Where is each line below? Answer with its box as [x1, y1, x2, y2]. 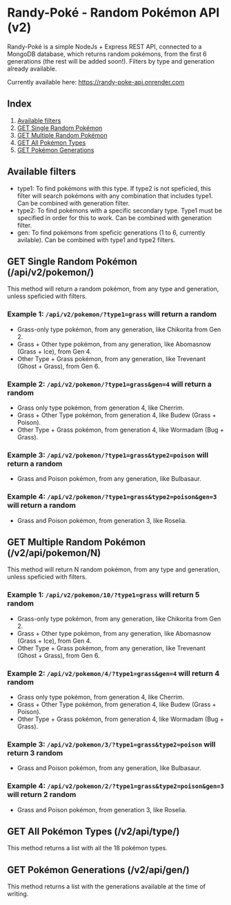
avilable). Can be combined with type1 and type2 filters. [17, 235, 176, 244]
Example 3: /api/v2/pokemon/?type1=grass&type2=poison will [7, 450, 209, 459]
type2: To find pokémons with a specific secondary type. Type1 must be [17, 206, 223, 214]
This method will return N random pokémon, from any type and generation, [7, 565, 221, 574]
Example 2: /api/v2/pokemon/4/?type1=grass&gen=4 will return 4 [7, 668, 220, 678]
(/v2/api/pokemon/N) [7, 547, 101, 558]
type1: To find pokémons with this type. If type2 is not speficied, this [17, 184, 212, 192]
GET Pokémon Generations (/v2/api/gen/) [7, 863, 190, 876]
